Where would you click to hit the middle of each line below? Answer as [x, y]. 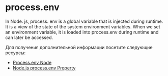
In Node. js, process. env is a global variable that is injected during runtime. [84, 21]
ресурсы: [16, 53]
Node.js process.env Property [44, 68]
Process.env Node [32, 62]
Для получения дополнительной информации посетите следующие [79, 47]
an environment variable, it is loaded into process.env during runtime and [82, 32]
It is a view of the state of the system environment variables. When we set [83, 26]
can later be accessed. [29, 37]
